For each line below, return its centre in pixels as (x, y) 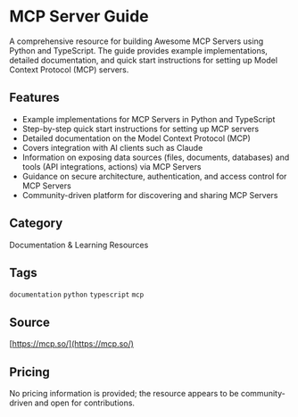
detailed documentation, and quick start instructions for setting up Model (144, 60)
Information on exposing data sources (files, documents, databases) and (156, 157)
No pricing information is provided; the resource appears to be (124, 393)
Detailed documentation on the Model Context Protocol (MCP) (137, 138)
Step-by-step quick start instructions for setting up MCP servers (141, 129)
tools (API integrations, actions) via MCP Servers (112, 166)
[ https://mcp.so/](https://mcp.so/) (71, 344)
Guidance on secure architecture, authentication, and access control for (154, 176)
